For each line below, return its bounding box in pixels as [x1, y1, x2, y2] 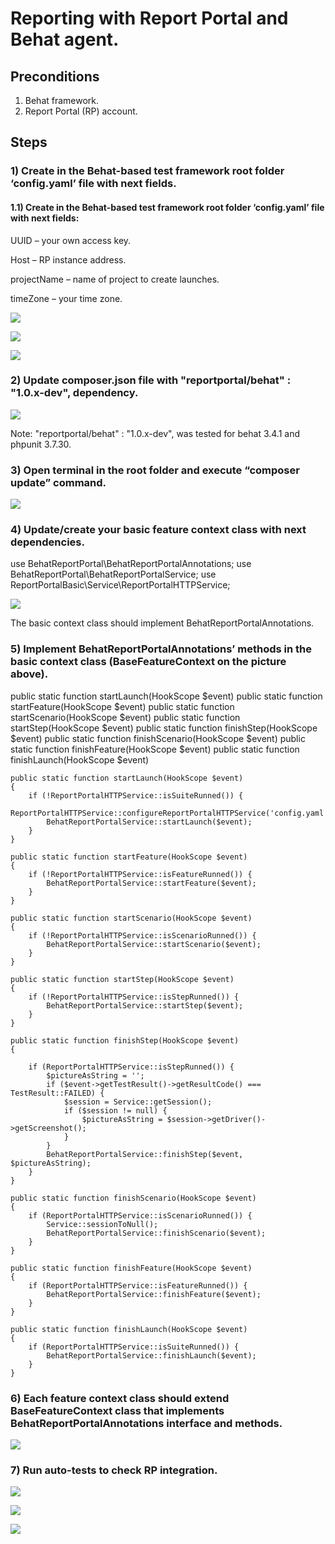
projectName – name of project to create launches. [10, 273, 220, 285]
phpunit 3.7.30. [10, 438, 72, 450]
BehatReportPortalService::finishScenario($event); [46, 1228, 267, 1238]
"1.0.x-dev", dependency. [10, 386, 139, 400]
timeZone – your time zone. [10, 292, 123, 304]
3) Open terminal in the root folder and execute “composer [10, 463, 300, 477]
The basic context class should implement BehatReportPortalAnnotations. [10, 617, 315, 629]
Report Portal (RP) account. [24, 105, 138, 117]
